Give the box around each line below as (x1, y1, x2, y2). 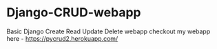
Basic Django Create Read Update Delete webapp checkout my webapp (6, 27, 211, 35)
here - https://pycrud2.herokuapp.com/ (6, 34, 118, 42)
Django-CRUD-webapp (6, 5, 141, 20)
